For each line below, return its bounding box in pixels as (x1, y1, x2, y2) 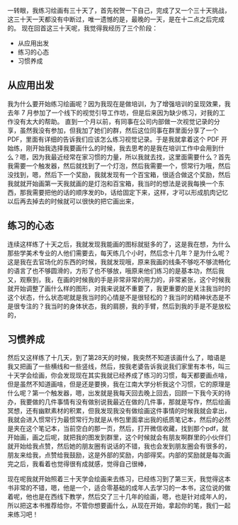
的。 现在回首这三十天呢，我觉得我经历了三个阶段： (7, 24, 158, 32)
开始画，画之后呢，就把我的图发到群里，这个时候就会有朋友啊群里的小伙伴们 (7, 433, 231, 441)
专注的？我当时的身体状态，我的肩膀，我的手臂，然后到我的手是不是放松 (19, 302, 231, 310)
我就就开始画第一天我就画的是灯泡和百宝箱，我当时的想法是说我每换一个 (7, 179, 218, 188)
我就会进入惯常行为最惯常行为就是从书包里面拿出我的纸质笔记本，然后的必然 (7, 415, 231, 424)
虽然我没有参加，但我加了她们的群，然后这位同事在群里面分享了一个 (19, 126, 218, 135)
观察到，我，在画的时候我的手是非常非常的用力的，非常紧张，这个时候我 (19, 275, 231, 283)
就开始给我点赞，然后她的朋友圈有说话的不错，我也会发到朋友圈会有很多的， (7, 442, 231, 451)
